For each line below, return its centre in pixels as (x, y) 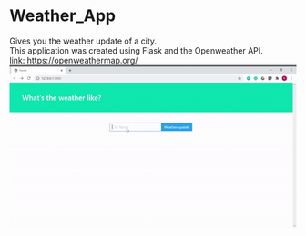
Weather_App (63, 16)
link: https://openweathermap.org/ (74, 60)
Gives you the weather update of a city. (83, 41)
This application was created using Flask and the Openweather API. (137, 50)
